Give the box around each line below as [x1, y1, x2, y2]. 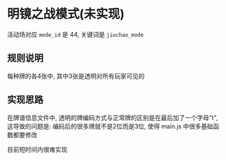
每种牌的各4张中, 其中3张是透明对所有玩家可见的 [7, 71, 145, 80]
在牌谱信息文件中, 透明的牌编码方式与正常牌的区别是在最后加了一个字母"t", [7, 113, 218, 122]
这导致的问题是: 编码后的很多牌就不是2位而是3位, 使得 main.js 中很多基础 [7, 122, 214, 130]
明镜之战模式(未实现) [7, 6, 125, 22]
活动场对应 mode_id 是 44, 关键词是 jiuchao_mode [7, 30, 144, 38]
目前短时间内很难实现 [7, 145, 67, 153]
